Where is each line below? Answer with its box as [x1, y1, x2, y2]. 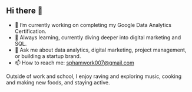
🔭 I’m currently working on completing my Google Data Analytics [14, 21, 172, 28]
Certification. [14, 28, 47, 35]
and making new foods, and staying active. [6, 79, 110, 86]
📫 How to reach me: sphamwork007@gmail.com [14, 59, 134, 66]
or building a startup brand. [14, 52, 81, 59]
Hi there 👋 [6, 6, 43, 16]
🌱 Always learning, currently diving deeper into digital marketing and [14, 33, 181, 41]
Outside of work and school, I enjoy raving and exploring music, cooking [6, 73, 182, 80]
